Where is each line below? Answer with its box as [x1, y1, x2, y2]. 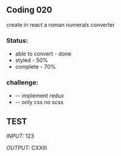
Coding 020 [6, 5, 53, 15]
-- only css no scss [15, 99, 64, 106]
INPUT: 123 [6, 132, 35, 140]
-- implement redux [15, 92, 64, 99]
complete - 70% [15, 63, 56, 71]
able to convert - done [15, 50, 72, 57]
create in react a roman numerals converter [6, 21, 116, 28]
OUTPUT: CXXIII [6, 144, 47, 152]
